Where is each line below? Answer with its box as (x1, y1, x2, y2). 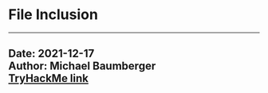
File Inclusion (8, 6, 98, 24)
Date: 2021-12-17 (8, 47, 95, 60)
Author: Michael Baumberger (8, 60, 156, 73)
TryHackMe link (8, 72, 89, 85)
